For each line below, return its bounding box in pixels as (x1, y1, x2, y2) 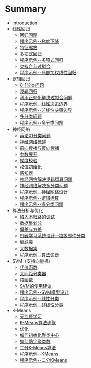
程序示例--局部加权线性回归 (19, 69, 77, 75)
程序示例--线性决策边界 (19, 101, 68, 107)
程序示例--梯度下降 (19, 38, 59, 44)
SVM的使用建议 (19, 283, 52, 289)
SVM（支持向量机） (12, 258, 53, 264)
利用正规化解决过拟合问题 (19, 94, 73, 100)
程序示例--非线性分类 (19, 302, 64, 308)
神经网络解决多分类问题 (19, 182, 68, 188)
